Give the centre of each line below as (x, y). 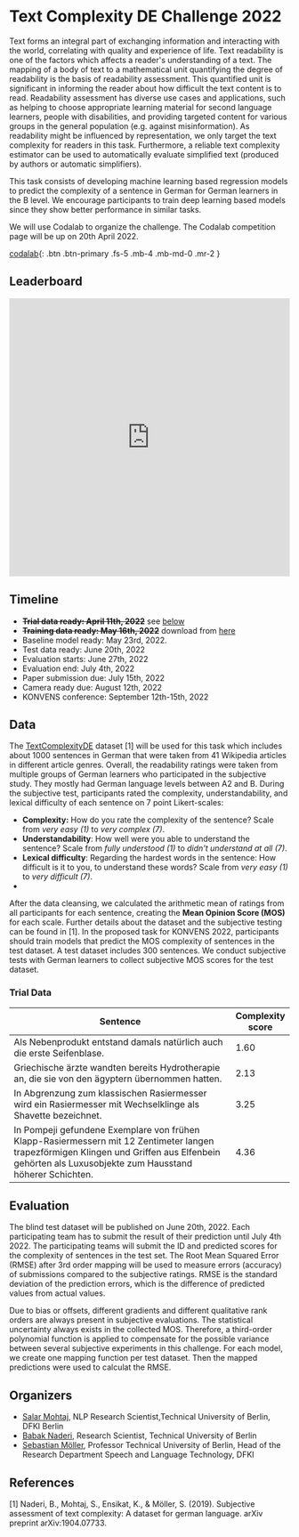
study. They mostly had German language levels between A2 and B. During (147, 784)
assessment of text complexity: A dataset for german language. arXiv (136, 1514)
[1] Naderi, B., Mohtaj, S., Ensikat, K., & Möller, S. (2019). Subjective (132, 1504)
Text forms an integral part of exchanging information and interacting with (145, 41)
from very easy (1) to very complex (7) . (93, 829)
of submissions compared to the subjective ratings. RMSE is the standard (143, 1274)
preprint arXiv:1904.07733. (58, 1523)
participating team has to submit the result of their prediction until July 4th (145, 1237)
